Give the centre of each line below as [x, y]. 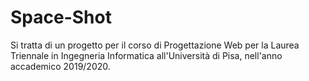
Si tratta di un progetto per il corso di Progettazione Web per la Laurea [155, 45]
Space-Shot [61, 17]
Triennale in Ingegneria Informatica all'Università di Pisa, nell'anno [146, 55]
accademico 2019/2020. [60, 66]
